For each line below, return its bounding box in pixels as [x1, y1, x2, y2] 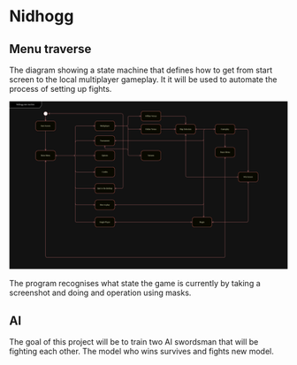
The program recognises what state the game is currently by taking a [9, 278, 261, 289]
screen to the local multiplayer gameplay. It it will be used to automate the [9, 74, 278, 85]
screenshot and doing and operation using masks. [9, 287, 192, 298]
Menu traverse [9, 42, 92, 57]
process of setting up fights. [9, 84, 112, 94]
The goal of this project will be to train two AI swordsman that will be [9, 336, 259, 346]
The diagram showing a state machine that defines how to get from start [9, 65, 272, 75]
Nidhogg [9, 6, 74, 27]
